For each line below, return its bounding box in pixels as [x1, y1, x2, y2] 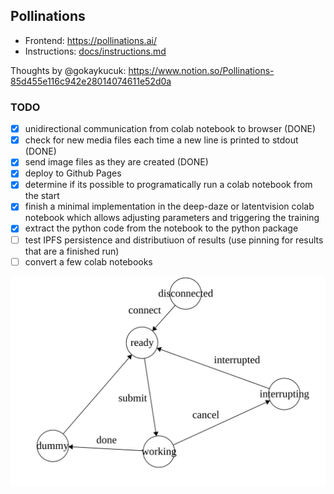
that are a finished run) [24, 245, 120, 257]
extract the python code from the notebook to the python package [24, 222, 299, 234]
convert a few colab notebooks [24, 255, 153, 268]
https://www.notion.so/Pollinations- [128, 64, 275, 76]
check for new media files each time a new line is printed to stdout [24, 134, 299, 146]
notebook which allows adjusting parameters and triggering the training [24, 212, 320, 224]
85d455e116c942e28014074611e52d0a [10, 75, 172, 87]
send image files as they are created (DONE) [24, 156, 209, 168]
